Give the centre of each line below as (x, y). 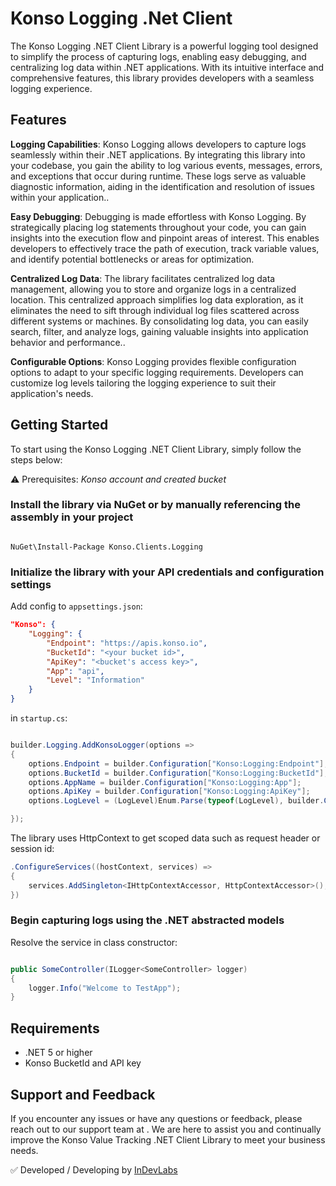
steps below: (36, 459)
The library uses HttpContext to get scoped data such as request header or (165, 838)
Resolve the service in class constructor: (94, 942)
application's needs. (52, 393)
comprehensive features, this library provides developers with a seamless (162, 78)
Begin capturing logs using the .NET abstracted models (147, 920)
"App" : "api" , (75, 671)
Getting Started (59, 425)
